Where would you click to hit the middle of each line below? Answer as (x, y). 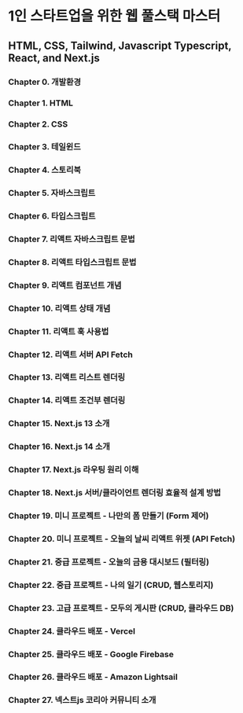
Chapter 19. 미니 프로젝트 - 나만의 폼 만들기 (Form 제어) (109, 516)
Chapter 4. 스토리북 (44, 170)
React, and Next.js (54, 58)
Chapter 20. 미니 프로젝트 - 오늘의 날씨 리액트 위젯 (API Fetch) (122, 538)
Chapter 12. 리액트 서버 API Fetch (71, 355)
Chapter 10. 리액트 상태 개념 (59, 308)
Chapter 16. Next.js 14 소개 (59, 447)
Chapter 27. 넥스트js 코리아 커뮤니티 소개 (82, 700)
